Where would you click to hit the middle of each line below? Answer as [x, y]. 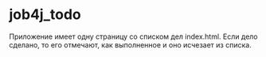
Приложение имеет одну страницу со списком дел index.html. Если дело [133, 36]
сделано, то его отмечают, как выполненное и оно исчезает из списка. [130, 44]
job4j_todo [45, 15]
